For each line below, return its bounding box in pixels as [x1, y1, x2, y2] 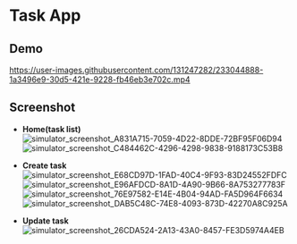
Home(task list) [21, 123, 81, 134]
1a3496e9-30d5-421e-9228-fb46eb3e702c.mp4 [9, 74, 191, 85]
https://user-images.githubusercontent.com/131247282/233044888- [9, 64, 264, 75]
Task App [9, 5, 81, 26]
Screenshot [9, 100, 76, 115]
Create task [21, 160, 67, 171]
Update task [21, 215, 69, 226]
